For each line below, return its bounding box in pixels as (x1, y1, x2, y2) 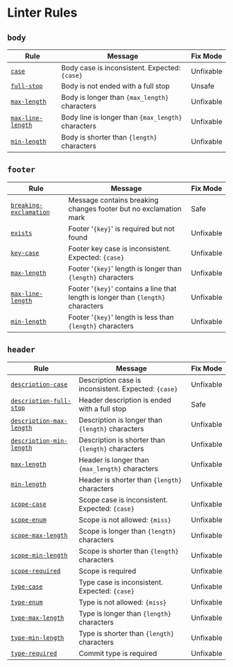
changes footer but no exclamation (68, 203, 182, 213)
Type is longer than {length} (78, 609, 172, 618)
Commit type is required (78, 648, 157, 658)
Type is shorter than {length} (78, 628, 175, 638)
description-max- (10, 416, 68, 425)
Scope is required (78, 566, 137, 575)
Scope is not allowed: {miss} (78, 515, 172, 525)
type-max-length (10, 614, 64, 622)
